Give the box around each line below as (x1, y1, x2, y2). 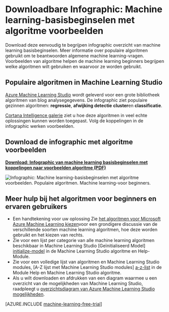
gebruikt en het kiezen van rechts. (12, 232, 84, 238)
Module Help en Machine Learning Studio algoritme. (12, 270, 121, 276)
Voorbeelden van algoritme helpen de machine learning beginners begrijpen (5, 58, 164, 64)
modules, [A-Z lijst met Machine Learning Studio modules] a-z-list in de (12, 264, 162, 270)
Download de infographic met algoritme (5, 138, 133, 147)
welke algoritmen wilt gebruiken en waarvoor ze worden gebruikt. (5, 63, 142, 70)
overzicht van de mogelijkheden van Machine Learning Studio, (12, 281, 143, 287)
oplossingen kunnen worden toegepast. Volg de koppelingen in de (5, 118, 144, 124)
